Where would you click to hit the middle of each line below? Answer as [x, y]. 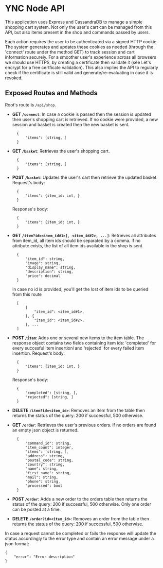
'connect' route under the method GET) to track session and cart [70, 52]
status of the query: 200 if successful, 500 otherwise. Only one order [82, 504]
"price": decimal [43, 276]
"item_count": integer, [49, 448]
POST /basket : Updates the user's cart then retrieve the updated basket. [85, 177]
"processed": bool [44, 486]
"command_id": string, [48, 443]
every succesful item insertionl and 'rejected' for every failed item [78, 348]
